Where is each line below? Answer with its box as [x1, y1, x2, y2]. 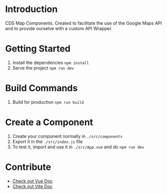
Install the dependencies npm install [12, 59, 89, 66]
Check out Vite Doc [12, 183, 53, 189]
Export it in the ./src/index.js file [12, 138, 83, 144]
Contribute [5, 161, 51, 172]
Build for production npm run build [12, 99, 84, 105]
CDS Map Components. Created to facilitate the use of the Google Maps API [5, 20, 162, 26]
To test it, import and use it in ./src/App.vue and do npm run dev [12, 144, 144, 150]
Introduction [5, 4, 58, 15]
